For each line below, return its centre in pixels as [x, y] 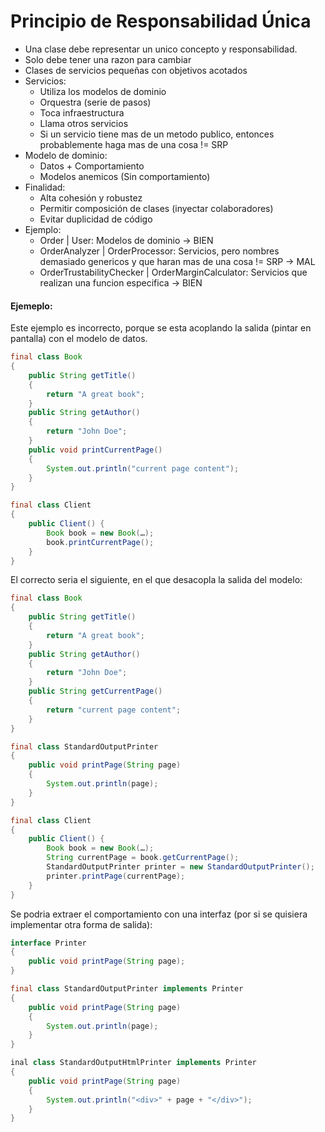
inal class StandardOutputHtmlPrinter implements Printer [133, 1063]
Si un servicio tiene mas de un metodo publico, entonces [157, 134]
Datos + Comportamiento [92, 166]
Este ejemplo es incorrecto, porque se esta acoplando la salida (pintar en [161, 328]
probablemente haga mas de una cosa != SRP [134, 144]
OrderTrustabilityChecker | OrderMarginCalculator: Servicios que [173, 272]
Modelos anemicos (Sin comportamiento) [125, 176]
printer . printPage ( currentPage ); [116, 876]
